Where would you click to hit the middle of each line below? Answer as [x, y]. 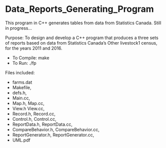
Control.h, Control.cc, [34, 119]
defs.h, [20, 93]
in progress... [19, 28]
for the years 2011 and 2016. [34, 48]
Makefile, [22, 87]
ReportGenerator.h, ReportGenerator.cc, [53, 135]
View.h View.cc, [28, 108]
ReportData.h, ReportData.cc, [42, 124]
